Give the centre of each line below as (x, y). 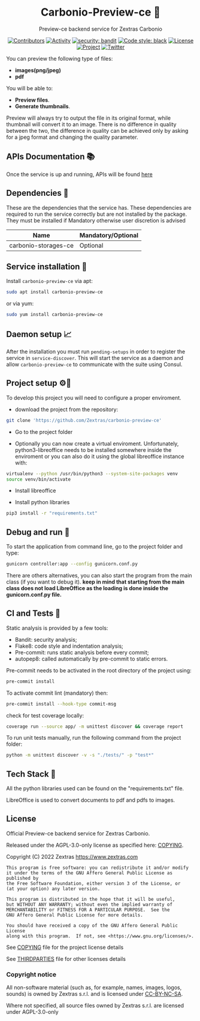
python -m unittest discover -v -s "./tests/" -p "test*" (80, 755)
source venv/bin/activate (38, 479)
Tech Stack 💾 (31, 774)
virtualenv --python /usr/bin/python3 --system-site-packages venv (92, 474)
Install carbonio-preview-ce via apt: (49, 281)
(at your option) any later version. (53, 889)
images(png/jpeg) (38, 70)
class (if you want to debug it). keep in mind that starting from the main (95, 582)
